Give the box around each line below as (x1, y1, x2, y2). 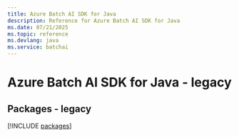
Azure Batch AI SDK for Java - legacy (7, 74, 232, 91)
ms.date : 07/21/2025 (7, 24, 69, 31)
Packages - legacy (7, 103, 91, 115)
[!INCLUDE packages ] (7, 122, 72, 130)
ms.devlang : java (7, 37, 59, 44)
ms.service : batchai (7, 44, 69, 51)
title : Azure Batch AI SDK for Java (7, 10, 116, 18)
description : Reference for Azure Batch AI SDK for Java (7, 17, 180, 24)
